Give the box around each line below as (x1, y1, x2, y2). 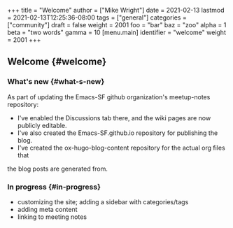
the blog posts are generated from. (7, 164, 108, 173)
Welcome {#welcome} (7, 56, 107, 68)
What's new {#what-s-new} (7, 77, 105, 87)
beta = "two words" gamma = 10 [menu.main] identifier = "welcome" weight (7, 28, 226, 36)
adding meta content (17, 205, 78, 213)
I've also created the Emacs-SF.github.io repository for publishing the (17, 129, 218, 137)
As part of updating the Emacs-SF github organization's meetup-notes (7, 92, 211, 101)
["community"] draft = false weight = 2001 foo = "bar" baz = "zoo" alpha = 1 (7, 21, 227, 29)
